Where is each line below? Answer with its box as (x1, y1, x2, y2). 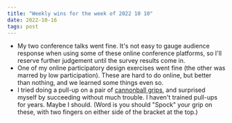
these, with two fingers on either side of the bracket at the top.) (17, 108, 199, 116)
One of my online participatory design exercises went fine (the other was (17, 64, 226, 73)
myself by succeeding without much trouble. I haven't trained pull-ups (17, 93, 218, 102)
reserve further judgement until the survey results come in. (17, 57, 186, 65)
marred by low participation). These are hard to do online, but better (17, 71, 212, 79)
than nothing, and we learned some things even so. (17, 79, 164, 87)
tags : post (7, 23, 39, 30)
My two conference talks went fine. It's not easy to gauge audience (17, 42, 210, 50)
